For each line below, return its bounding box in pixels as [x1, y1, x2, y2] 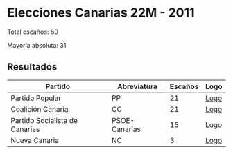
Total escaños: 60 [7, 28, 59, 36]
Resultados [7, 61, 58, 73]
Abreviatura [116, 81, 157, 91]
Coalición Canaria [10, 104, 69, 114]
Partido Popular [10, 93, 62, 103]
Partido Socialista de [10, 115, 78, 125]
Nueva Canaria [10, 135, 59, 145]
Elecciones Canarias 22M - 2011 [7, 5, 196, 21]
